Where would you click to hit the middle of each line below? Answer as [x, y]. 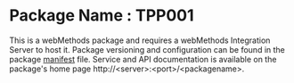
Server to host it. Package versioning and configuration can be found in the [147, 49]
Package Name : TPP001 [102, 16]
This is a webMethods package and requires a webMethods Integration [140, 40]
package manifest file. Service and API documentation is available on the [143, 59]
